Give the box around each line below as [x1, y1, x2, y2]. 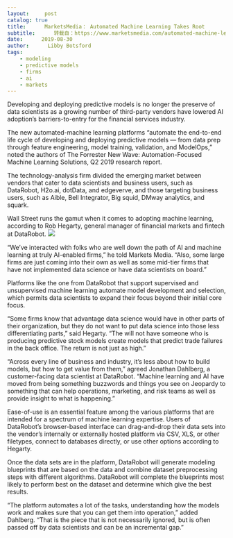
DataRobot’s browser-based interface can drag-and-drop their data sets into [7, 423, 226, 431]
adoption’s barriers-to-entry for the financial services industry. [7, 115, 186, 124]
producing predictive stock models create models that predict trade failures [7, 337, 223, 345]
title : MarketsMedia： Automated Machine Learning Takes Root [7, 23, 205, 30]
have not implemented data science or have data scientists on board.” [7, 265, 207, 274]
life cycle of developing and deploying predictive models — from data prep [7, 136, 221, 144]
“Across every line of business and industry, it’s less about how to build [7, 358, 210, 366]
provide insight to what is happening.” [7, 394, 116, 403]
